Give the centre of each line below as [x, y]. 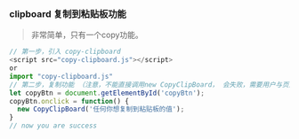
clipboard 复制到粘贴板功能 [68, 13]
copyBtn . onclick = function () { [69, 101]
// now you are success [53, 126]
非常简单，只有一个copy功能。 [87, 35]
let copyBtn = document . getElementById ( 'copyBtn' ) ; [107, 93]
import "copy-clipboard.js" [61, 76]
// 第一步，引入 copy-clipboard [65, 52]
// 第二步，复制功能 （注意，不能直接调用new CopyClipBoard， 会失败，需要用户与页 [149, 85]
